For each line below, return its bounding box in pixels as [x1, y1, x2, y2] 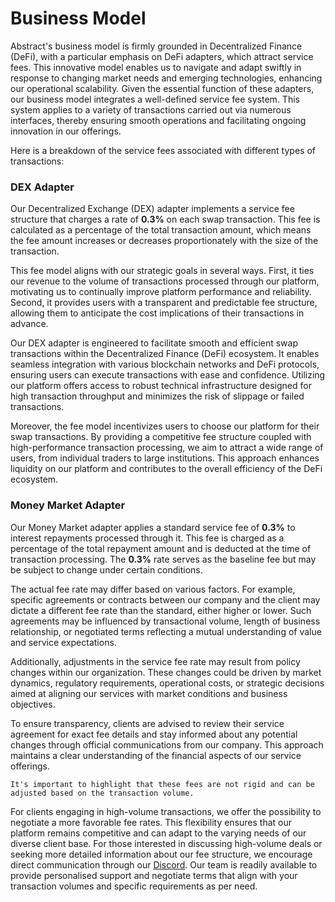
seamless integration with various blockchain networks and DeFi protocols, [10, 358, 320, 371]
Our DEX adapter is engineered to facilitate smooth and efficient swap [10, 337, 299, 349]
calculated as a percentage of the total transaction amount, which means [10, 224, 312, 236]
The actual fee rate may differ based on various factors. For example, [10, 583, 296, 595]
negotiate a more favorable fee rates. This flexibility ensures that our [10, 816, 293, 828]
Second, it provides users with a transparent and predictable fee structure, [10, 297, 318, 309]
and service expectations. [10, 636, 117, 648]
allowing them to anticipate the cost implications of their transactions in [10, 307, 305, 319]
